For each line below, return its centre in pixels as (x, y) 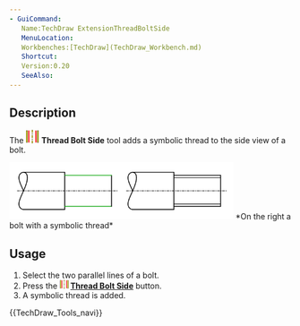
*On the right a (263, 216)
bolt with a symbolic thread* (61, 226)
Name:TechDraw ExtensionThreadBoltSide (95, 28)
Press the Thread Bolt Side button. (92, 286)
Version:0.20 (45, 66)
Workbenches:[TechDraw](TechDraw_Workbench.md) (111, 47)
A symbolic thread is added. (74, 296)
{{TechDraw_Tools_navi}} (56, 313)
